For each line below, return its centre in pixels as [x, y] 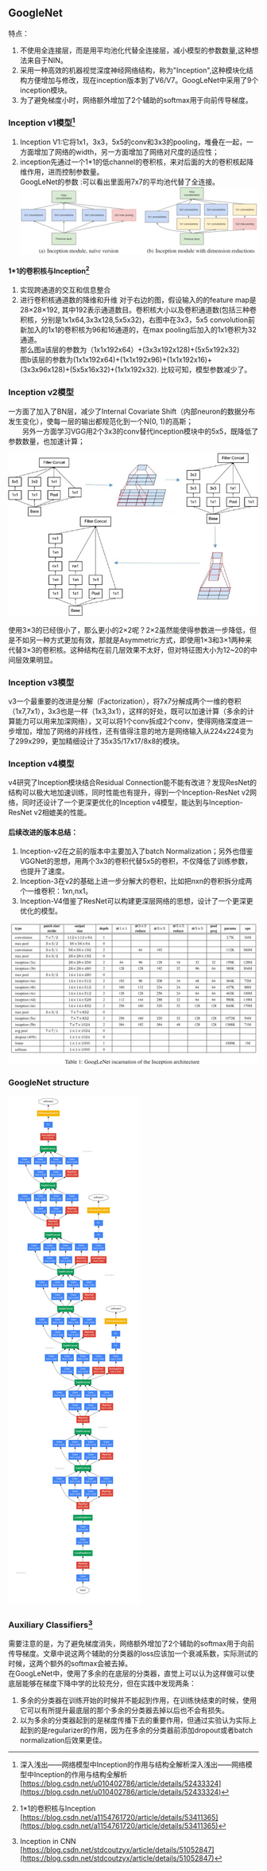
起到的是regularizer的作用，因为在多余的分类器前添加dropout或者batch [136, 1730]
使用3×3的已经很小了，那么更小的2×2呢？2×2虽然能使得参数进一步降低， [129, 630]
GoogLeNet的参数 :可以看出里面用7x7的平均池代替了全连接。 [120, 182]
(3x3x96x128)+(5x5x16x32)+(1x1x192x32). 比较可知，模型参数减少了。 [135, 370]
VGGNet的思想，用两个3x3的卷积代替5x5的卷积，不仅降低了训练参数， [136, 861]
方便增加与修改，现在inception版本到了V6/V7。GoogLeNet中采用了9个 [143, 80]
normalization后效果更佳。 [63, 1740]
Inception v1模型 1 [42, 122]
